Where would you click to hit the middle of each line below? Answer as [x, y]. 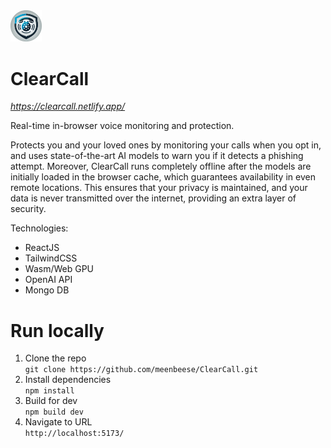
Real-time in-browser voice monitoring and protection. [122, 126]
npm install [49, 391]
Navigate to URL [58, 422]
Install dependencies [68, 380]
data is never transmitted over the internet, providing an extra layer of [153, 198]
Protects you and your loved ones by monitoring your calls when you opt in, [166, 145]
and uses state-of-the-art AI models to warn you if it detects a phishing [157, 156]
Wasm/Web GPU [59, 269]
